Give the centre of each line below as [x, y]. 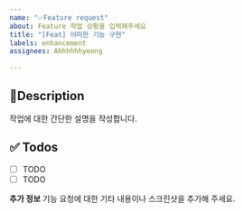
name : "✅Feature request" [59, 18]
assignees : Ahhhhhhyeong [56, 51]
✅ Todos [34, 147]
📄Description [47, 96]
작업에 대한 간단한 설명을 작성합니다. [73, 118]
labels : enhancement [48, 43]
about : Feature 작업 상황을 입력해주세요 [78, 26]
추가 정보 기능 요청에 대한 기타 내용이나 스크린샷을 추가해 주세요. [122, 198]
